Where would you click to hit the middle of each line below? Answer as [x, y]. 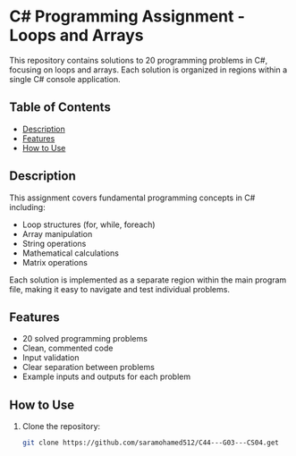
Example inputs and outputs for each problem [106, 376]
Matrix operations [55, 262]
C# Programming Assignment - [127, 17]
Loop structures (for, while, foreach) [89, 224]
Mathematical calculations [70, 253]
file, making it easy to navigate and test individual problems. [120, 289]
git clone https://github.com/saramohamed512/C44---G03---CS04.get [150, 443]
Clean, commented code [68, 348]
